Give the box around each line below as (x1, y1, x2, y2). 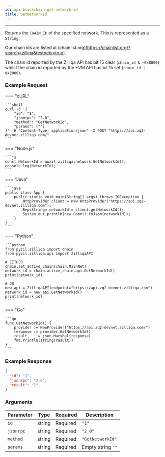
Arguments (5, 399, 33, 406)
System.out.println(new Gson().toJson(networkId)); (23, 211, 131, 216)
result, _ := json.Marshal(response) (14, 333, 91, 338)
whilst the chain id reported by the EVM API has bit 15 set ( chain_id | (5, 64, 146, 70)
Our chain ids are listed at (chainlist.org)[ (5, 45, 87, 51)
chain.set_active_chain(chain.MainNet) (5, 264, 87, 269)
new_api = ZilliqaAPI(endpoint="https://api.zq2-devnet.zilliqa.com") (5, 285, 153, 290)
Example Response (5, 357, 52, 364)
